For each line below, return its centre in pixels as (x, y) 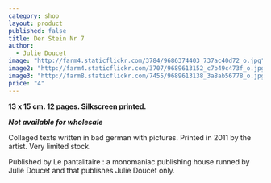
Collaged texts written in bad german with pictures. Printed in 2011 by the (130, 137)
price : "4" (27, 83)
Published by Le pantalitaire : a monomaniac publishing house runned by (129, 161)
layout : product (35, 23)
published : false (38, 31)
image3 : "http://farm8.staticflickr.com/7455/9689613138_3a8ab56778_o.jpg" (138, 76)
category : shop (34, 16)
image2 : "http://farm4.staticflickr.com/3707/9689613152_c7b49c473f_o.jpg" (138, 69)
